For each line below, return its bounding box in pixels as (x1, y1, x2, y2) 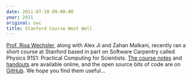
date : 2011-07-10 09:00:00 (6, 8, 74, 15)
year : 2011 (6, 14, 34, 20)
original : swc (6, 20, 42, 26)
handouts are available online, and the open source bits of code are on (6, 61, 181, 68)
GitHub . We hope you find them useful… (6, 67, 106, 75)
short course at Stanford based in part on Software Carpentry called (6, 48, 175, 56)
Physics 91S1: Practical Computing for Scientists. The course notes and (6, 54, 182, 61)
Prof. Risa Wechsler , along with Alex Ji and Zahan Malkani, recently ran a (6, 42, 186, 49)
